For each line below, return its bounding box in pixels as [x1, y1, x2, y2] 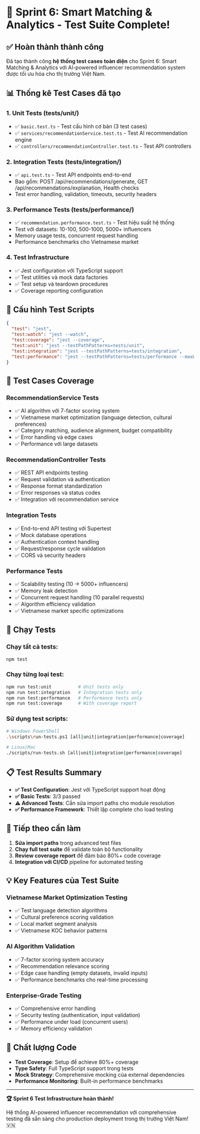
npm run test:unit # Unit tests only [6, 684, 124, 690]
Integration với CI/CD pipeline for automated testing [14, 858, 143, 865]
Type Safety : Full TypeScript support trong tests [14, 1064, 134, 1072]
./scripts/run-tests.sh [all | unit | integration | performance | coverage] [6, 750, 183, 756]
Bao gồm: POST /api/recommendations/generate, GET [14, 178, 148, 185]
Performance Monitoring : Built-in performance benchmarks [14, 1077, 164, 1085]
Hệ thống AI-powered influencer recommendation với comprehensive [6, 1108, 177, 1116]
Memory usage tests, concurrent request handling [14, 232, 138, 239]
